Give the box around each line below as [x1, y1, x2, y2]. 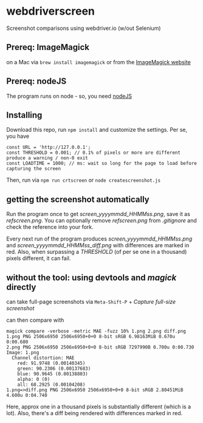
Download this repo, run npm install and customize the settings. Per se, [6, 126, 187, 134]
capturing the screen [6, 166, 61, 172]
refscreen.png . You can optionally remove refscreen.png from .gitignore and [6, 217, 198, 224]
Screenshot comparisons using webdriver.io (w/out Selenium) [6, 24, 161, 32]
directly [6, 282, 36, 292]
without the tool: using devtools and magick [6, 272, 177, 283]
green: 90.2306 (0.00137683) [17, 366, 91, 372]
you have [6, 132, 29, 140]
